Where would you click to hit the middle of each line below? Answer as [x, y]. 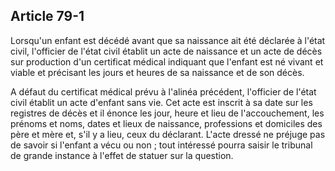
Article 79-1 [47, 16]
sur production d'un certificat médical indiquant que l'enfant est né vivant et [167, 61]
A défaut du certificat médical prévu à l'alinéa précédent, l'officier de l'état [163, 91]
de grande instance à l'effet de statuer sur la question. [122, 155]
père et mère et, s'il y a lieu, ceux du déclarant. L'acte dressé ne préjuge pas [168, 134]
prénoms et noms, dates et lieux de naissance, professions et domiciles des [166, 123]
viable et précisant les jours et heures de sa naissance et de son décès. [157, 72]
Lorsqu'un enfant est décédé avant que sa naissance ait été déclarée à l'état [168, 40]
